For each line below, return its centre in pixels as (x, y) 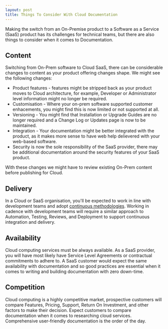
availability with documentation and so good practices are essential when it (83, 266)
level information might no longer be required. (60, 99)
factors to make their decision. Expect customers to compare (68, 310)
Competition (25, 287)
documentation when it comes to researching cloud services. (68, 315)
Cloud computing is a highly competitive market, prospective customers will (83, 299)
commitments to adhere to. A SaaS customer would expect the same (76, 260)
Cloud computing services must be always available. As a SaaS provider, (80, 250)
